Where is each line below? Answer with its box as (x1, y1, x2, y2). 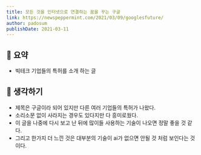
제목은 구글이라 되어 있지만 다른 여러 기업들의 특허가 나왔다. (15, 104, 156, 111)
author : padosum (6, 20, 47, 26)
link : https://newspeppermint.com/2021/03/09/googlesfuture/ (6, 15, 164, 21)
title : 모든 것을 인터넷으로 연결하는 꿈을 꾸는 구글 (6, 9, 120, 15)
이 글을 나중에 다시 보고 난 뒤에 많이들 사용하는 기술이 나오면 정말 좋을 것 (15, 119, 186, 126)
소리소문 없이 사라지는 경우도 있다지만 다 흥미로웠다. (15, 111, 138, 119)
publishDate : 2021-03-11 (6, 26, 69, 32)
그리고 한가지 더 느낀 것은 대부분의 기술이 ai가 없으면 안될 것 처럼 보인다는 (15, 134, 189, 142)
